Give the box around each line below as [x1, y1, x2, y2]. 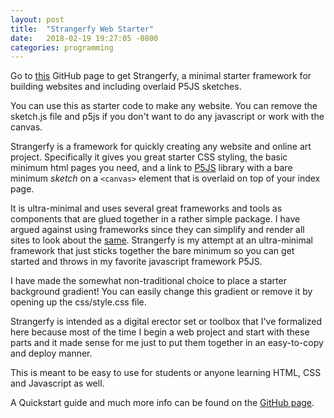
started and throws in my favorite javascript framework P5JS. [10, 256, 263, 268]
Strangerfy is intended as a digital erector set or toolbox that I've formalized [10, 316, 323, 328]
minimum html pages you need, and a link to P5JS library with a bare [10, 162, 293, 174]
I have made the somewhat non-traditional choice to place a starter [10, 275, 287, 287]
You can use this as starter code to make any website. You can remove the [10, 100, 318, 112]
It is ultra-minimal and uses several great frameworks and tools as [10, 202, 283, 215]
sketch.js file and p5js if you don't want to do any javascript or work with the [10, 111, 325, 123]
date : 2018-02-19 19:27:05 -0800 [10, 33, 159, 43]
